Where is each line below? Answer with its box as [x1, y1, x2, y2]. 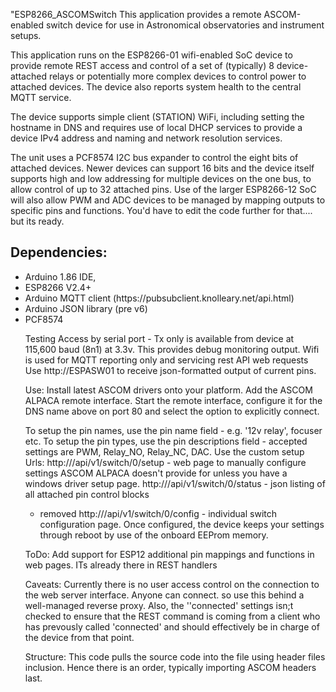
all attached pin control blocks [24, 488, 150, 500]
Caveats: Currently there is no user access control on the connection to [24, 578, 320, 590]
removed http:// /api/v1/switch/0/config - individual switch [39, 507, 278, 519]
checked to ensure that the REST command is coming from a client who [24, 610, 321, 622]
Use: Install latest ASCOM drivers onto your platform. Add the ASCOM [24, 384, 313, 396]
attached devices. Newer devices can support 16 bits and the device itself [10, 162, 315, 174]
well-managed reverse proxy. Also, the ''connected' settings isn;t [24, 599, 294, 611]
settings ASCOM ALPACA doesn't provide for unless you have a [24, 467, 288, 479]
